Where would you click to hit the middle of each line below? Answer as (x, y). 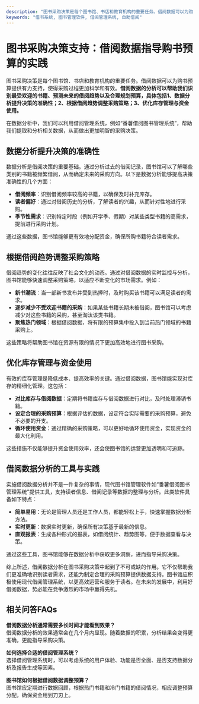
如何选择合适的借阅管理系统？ (42, 652)
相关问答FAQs (32, 610)
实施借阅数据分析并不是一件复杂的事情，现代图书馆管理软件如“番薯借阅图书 (98, 484)
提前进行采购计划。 (38, 224)
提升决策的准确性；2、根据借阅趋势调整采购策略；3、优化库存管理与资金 (100, 103)
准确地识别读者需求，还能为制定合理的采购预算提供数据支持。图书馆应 (102, 574)
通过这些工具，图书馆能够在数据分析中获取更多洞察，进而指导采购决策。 (94, 554)
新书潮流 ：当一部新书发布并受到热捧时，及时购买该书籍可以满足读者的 (100, 293)
